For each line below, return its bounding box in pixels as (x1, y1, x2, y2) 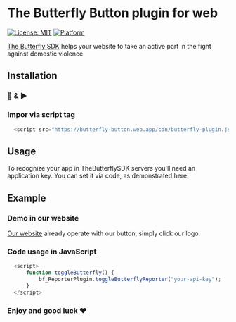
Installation (7, 70, 58, 82)
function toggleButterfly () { (25, 269, 114, 276)
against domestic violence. (7, 49, 86, 58)
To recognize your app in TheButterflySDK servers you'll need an (7, 164, 196, 173)
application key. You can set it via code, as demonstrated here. (7, 171, 189, 180)
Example (7, 192, 46, 204)
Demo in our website (7, 213, 79, 223)
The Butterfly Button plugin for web (7, 5, 218, 21)
